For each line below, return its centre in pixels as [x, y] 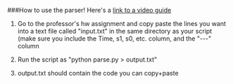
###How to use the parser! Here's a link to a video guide [89, 10]
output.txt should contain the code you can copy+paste [98, 73]
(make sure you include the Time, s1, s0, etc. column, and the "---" [114, 38]
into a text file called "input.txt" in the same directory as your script [115, 31]
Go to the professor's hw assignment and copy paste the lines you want [122, 23]
